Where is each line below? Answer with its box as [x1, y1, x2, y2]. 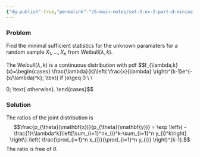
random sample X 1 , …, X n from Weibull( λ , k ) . [6, 48, 113, 57]
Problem [6, 28, 32, 36]
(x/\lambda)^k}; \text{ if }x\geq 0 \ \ [6, 74, 93, 81]
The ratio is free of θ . [6, 146, 58, 153]
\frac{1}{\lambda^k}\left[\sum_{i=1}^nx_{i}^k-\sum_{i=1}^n [13, 130, 155, 137]
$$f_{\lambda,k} [137, 61, 179, 69]
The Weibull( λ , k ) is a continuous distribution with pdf [6, 61, 137, 69]
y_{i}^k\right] [155, 130, 187, 137]
